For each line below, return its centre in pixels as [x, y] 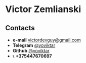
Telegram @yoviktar [34, 45]
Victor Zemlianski [43, 9]
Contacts [20, 28]
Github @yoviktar [31, 51]
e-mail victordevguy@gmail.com [47, 40]
